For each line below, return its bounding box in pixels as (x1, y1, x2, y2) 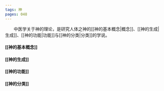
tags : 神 (5, 7, 22, 12)
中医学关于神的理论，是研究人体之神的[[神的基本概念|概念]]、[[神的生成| (14, 26, 160, 32)
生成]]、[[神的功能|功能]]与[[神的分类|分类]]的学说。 (5, 32, 110, 38)
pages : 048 (5, 12, 27, 17)
